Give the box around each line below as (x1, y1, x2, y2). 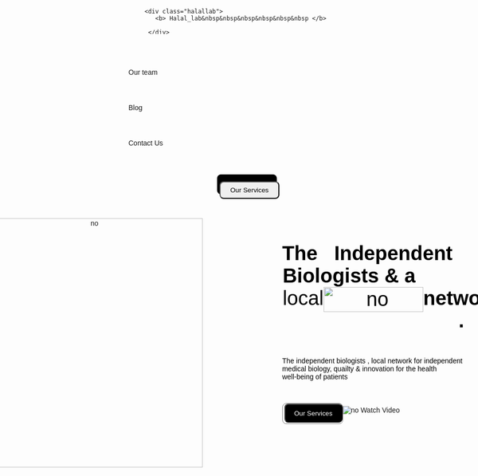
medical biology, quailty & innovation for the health (281, 364, 437, 373)
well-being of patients (281, 372, 348, 381)
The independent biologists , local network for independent (281, 356, 463, 365)
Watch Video (360, 406, 400, 415)
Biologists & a (282, 264, 416, 287)
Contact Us (128, 139, 163, 148)
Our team (128, 68, 159, 77)
